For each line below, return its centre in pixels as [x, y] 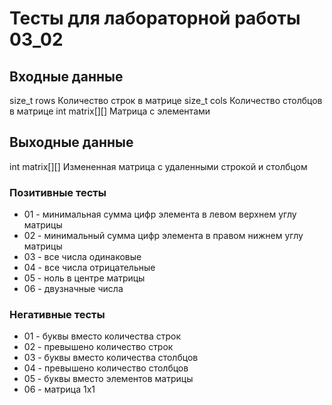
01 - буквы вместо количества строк [102, 336]
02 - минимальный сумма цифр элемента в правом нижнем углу [163, 236]
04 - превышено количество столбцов [106, 368]
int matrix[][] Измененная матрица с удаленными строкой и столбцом [158, 166]
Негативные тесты [57, 315]
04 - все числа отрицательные [89, 268]
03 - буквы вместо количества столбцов [111, 358]
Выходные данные [71, 142]
